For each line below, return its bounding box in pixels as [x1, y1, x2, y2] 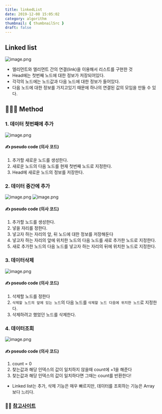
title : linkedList [5, 7, 42, 12]
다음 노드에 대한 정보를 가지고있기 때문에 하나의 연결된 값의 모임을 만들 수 [12, 84, 151, 90]
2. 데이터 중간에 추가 [5, 182, 50, 189]
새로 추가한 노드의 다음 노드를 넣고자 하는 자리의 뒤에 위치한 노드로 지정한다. [12, 243, 157, 249]
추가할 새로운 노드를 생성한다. [12, 157, 69, 163]
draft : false [5, 25, 32, 30]
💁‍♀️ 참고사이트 [5, 403, 36, 410]
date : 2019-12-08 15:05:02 [5, 12, 60, 17]
